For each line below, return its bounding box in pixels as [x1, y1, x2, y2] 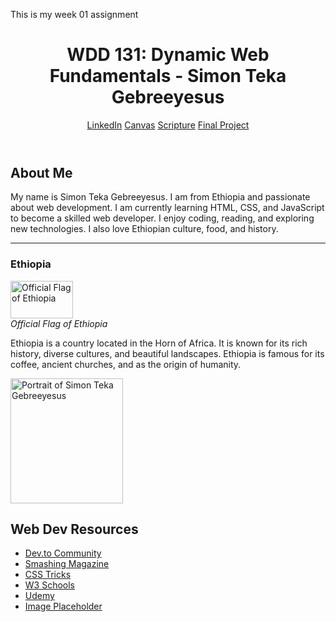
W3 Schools [24, 579, 76, 591]
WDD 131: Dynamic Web [66, 44, 270, 66]
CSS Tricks [24, 569, 72, 581]
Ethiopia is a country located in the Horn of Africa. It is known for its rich [10, 337, 308, 349]
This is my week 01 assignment [10, 9, 139, 20]
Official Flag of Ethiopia [10, 317, 108, 329]
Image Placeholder [24, 600, 103, 613]
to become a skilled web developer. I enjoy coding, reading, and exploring [10, 212, 315, 224]
